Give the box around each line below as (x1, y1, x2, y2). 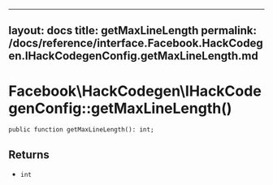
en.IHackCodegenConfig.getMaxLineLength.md (8, 49, 258, 63)
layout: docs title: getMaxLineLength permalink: (8, 24, 258, 37)
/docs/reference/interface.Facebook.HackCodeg (8, 37, 263, 50)
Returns (8, 148, 50, 161)
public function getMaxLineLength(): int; (8, 126, 154, 134)
